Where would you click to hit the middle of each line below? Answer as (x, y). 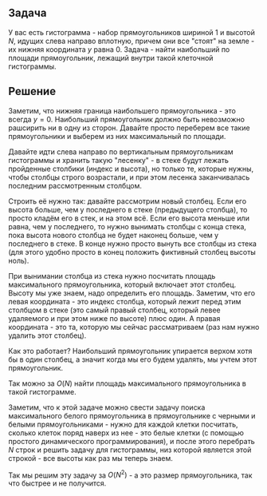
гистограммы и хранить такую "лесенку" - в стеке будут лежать (119, 160)
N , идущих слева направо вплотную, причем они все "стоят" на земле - (132, 41)
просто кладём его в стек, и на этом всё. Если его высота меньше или (129, 218)
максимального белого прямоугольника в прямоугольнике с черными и (132, 415)
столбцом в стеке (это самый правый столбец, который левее (114, 310)
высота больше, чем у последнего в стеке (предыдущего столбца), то (128, 209)
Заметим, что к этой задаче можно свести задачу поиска (107, 407)
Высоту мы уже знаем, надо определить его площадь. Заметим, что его (132, 293)
